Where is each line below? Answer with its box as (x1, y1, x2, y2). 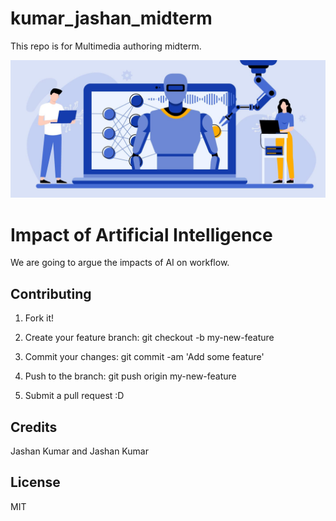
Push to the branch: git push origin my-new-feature (24, 370, 237, 382)
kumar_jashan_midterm (10, 7, 213, 30)
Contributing (10, 285, 92, 302)
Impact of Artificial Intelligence (10, 223, 273, 246)
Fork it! (24, 312, 55, 324)
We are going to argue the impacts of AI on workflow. (10, 257, 230, 269)
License (10, 474, 61, 491)
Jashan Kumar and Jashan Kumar (10, 445, 149, 457)
